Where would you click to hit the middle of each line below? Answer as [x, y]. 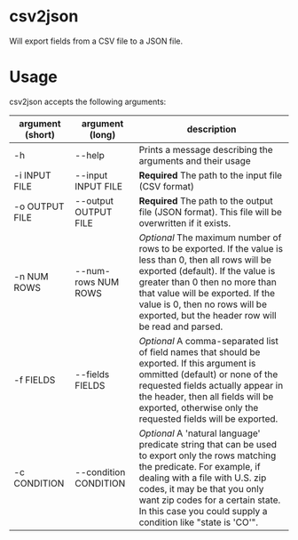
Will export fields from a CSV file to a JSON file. [96, 41]
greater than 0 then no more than [208, 282]
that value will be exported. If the [207, 293]
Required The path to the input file [210, 175]
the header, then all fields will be [206, 396]
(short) [40, 134]
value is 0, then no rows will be [203, 304]
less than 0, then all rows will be [205, 260]
